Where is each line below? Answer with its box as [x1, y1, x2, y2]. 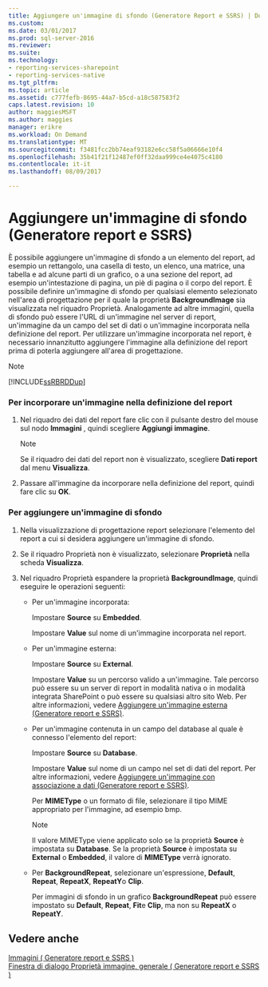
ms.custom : [8, 19, 45, 27]
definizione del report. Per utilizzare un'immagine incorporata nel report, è [8, 328, 252, 338]
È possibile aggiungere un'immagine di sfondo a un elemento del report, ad [8, 253, 255, 262]
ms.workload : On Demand [8, 130, 88, 138]
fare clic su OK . [19, 487, 71, 496]
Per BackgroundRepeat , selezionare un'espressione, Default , [31, 868, 235, 878]
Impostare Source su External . [31, 659, 134, 668]
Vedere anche [8, 932, 80, 945]
